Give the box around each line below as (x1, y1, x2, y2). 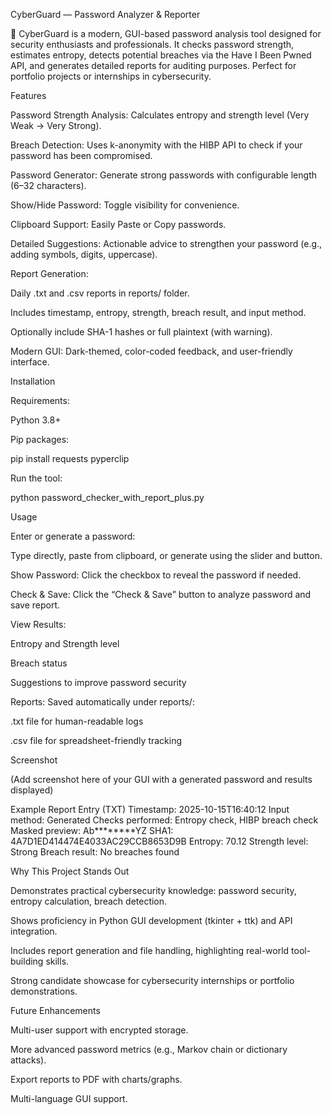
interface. (10, 356, 50, 368)
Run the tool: (10, 472, 63, 484)
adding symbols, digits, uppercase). (10, 249, 158, 260)
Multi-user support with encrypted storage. (10, 1024, 189, 1036)
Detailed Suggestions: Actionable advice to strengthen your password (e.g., (10, 238, 323, 249)
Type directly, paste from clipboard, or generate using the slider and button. (10, 550, 323, 561)
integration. (10, 925, 58, 937)
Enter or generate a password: (10, 530, 136, 542)
